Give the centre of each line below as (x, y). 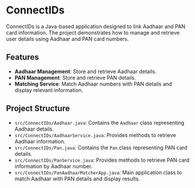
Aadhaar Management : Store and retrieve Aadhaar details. (85, 71)
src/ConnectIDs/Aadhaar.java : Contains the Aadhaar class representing (100, 122)
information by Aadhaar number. (53, 166)
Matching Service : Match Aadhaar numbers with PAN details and (93, 84)
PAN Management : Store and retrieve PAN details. (75, 77)
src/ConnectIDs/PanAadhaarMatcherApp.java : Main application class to (98, 172)
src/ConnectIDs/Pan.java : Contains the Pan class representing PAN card (101, 148)
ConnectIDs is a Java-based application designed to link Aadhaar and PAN (96, 26)
